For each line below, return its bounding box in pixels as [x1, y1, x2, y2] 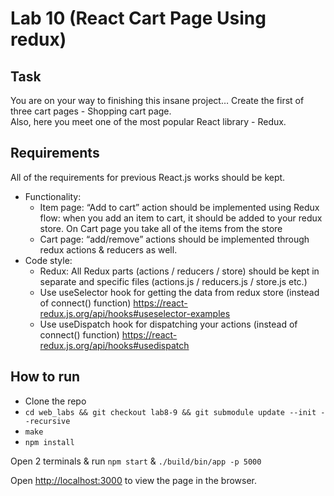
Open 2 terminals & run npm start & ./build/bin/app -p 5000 [10, 455, 262, 467]
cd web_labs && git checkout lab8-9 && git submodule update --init [24, 407, 317, 417]
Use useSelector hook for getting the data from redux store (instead [39, 286, 320, 298]
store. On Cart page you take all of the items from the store [39, 222, 283, 234]
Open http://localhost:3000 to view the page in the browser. [10, 474, 258, 486]
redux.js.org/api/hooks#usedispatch [39, 339, 190, 351]
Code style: [24, 254, 73, 266]
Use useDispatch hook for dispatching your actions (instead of [39, 318, 298, 330]
